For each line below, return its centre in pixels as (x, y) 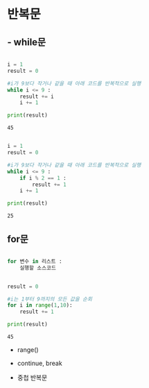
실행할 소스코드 (38, 268)
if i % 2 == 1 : (43, 178)
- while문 (27, 42)
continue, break (40, 363)
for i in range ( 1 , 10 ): (40, 305)
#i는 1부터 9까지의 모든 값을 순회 (50, 299)
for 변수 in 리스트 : (35, 261)
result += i (37, 96)
